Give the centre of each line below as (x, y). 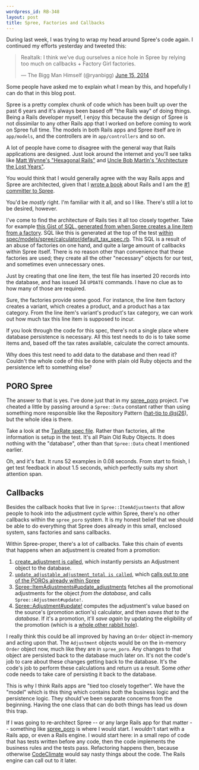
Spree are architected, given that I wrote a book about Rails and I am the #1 (98, 184)
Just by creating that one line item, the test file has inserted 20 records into (98, 276)
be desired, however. (32, 209)
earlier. (15, 450)
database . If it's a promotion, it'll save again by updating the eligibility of (103, 618)
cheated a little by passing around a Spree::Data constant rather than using (98, 407)
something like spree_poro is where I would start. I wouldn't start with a (97, 729)
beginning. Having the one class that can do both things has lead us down (97, 705)
